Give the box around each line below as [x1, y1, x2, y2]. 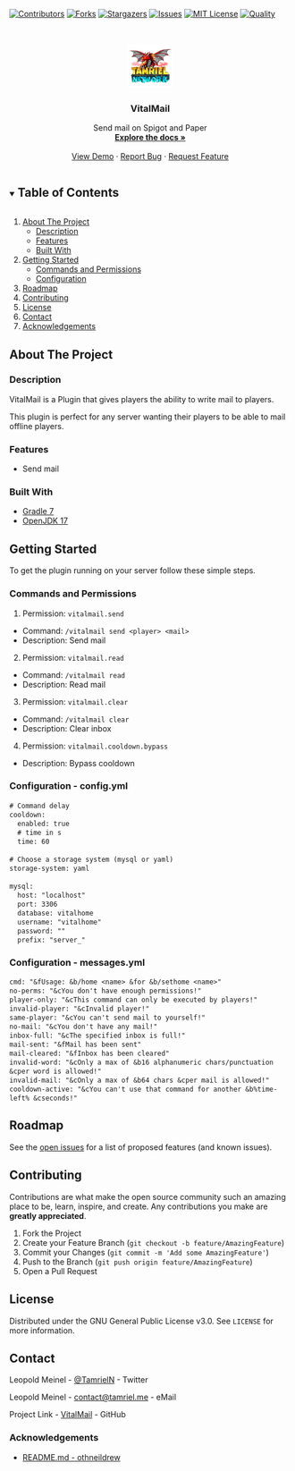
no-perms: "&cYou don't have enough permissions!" [9, 986, 202, 996]
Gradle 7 [21, 506, 55, 517]
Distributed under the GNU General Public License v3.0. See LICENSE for [9, 1315, 274, 1326]
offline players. [9, 420, 64, 431]
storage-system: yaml [9, 864, 90, 873]
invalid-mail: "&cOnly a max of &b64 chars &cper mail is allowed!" [9, 1076, 270, 1086]
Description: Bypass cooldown [21, 757, 136, 768]
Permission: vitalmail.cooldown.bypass [21, 740, 168, 751]
